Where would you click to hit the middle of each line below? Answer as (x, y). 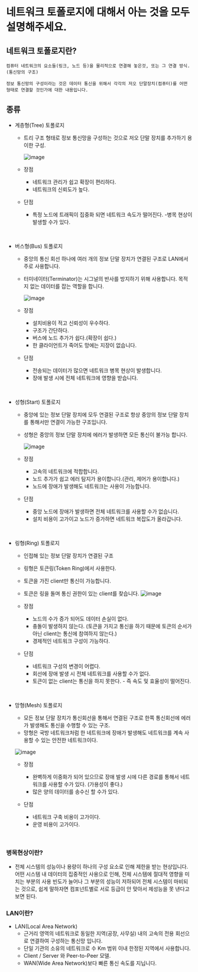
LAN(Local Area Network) (46, 926)
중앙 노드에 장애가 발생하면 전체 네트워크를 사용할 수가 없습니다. (106, 511)
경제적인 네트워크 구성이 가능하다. (71, 641)
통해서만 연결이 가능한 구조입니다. (69, 422)
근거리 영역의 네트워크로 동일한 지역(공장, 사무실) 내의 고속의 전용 (99, 933)
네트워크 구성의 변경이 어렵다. (66, 666)
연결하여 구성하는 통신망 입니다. (66, 941)
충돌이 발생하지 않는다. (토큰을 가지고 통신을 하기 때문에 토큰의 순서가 (112, 626)
